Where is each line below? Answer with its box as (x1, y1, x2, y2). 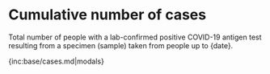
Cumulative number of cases (8, 6, 207, 24)
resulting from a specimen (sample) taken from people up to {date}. (8, 40, 234, 50)
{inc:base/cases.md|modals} (8, 56, 105, 66)
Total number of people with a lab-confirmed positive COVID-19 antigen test (8, 32, 262, 42)
